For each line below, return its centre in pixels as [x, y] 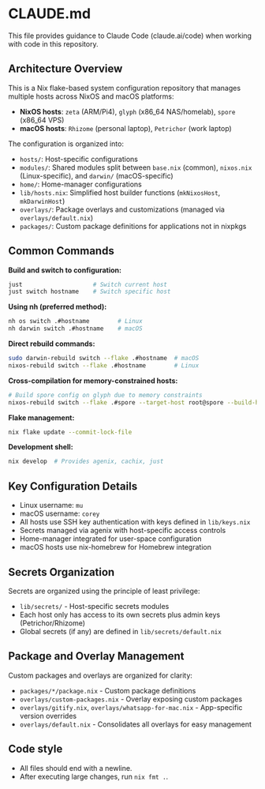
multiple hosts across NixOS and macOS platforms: [91, 96]
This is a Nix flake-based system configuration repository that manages [125, 88]
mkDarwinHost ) [42, 201]
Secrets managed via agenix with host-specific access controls [123, 531]
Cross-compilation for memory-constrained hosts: [93, 381]
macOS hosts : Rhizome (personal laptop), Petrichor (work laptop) [126, 128]
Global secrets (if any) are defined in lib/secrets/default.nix [121, 631]
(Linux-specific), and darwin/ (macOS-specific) [96, 175]
